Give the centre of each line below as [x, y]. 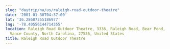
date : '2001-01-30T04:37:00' [36, 15]
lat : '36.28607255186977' [33, 19]
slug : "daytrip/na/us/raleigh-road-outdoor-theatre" [63, 10]
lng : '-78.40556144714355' [34, 24]
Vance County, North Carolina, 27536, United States [67, 34]
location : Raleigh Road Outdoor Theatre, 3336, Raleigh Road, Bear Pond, [86, 29]
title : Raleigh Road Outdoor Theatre [45, 39]
